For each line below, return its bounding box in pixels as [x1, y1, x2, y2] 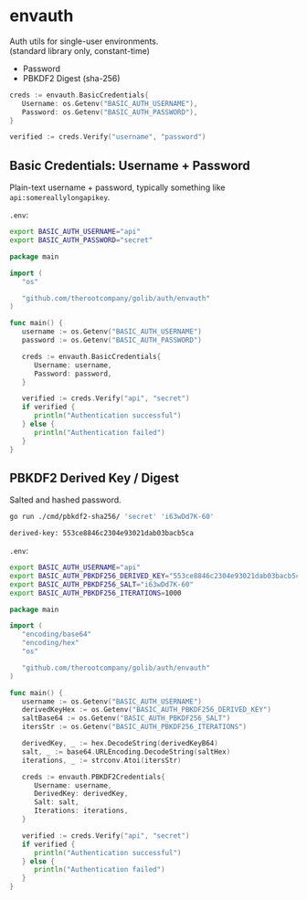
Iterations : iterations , [33, 806, 129, 816]
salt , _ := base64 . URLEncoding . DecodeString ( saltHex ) [21, 746, 231, 757]
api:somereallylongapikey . [9, 192, 111, 203]
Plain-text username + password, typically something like [9, 182, 226, 193]
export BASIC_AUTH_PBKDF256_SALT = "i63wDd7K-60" [9, 579, 195, 589]
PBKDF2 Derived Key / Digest [9, 470, 180, 485]
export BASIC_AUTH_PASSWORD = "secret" [9, 236, 153, 245]
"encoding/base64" [21, 630, 92, 640]
